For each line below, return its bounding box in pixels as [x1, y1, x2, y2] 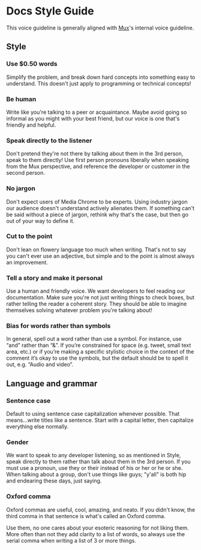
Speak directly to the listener [6, 136, 92, 145]
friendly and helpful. [6, 121, 56, 128]
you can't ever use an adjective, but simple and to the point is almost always [6, 252, 195, 260]
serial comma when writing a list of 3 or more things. [6, 537, 136, 544]
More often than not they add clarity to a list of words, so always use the [6, 530, 185, 537]
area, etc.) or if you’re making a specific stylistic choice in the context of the [6, 348, 194, 355]
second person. [6, 169, 45, 177]
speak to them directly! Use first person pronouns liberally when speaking [6, 157, 189, 164]
